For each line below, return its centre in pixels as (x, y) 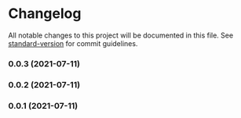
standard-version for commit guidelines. (73, 43)
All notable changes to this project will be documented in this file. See (121, 35)
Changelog (45, 14)
